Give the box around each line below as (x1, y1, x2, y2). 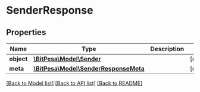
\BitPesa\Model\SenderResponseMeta (33, 65, 145, 72)
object (9, 55, 28, 63)
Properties (6, 27, 46, 37)
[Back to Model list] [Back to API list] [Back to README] (6, 80, 143, 87)
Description (150, 45, 185, 53)
